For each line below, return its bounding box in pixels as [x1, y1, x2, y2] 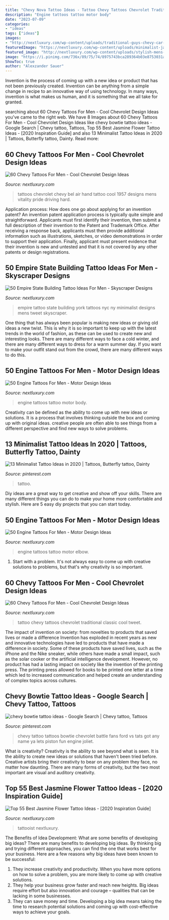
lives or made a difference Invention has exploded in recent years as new [5, 634, 157, 640]
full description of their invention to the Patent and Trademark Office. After [5, 222, 159, 228]
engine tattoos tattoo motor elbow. [17, 549, 89, 555]
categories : [5, 21, 30, 27]
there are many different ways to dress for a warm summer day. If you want [5, 341, 161, 347]
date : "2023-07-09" [5, 17, 46, 22]
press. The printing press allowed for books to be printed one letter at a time [5, 667, 163, 673]
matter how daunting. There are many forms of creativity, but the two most [5, 764, 160, 770]
